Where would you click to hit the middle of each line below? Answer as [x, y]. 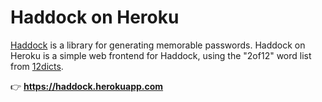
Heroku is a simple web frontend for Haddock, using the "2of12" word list [161, 55]
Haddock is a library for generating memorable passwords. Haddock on [158, 45]
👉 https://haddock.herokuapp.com [87, 86]
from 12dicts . [37, 66]
